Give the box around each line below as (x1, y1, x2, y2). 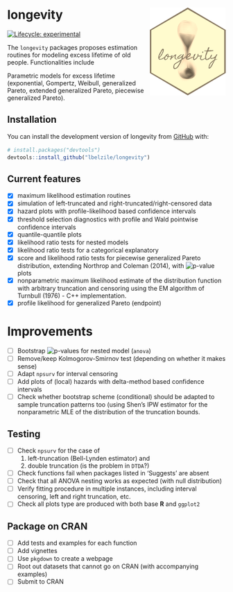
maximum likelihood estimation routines (17, 192, 131, 200)
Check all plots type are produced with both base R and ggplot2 (17, 500, 200, 508)
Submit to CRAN (17, 577, 64, 586)
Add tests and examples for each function (17, 539, 137, 548)
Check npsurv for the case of (17, 446, 101, 455)
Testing (7, 428, 41, 440)
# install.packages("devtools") (7, 146, 101, 153)
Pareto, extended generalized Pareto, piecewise (7, 86, 144, 94)
